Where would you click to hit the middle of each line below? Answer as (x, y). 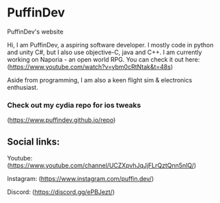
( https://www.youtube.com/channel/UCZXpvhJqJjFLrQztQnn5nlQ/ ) (102, 165)
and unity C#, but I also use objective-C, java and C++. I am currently (105, 52)
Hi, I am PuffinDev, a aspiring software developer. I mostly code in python (110, 45)
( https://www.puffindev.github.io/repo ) (61, 120)
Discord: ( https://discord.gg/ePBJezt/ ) (61, 192)
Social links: (33, 142)
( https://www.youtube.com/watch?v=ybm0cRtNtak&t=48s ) (90, 67)
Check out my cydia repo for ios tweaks (74, 105)
